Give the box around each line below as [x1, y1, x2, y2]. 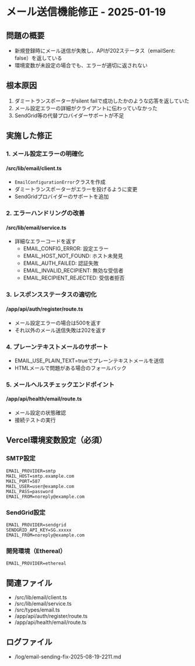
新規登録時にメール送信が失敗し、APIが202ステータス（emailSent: [14, 47, 176, 54]
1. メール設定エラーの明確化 [6, 150, 84, 158]
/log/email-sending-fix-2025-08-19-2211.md [14, 653, 121, 660]
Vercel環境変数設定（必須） [6, 435, 107, 446]
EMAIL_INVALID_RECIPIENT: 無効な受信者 [23, 267, 124, 274]
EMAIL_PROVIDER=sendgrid [6, 522, 67, 528]
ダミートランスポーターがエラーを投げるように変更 [14, 186, 138, 193]
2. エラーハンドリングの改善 [6, 209, 85, 218]
